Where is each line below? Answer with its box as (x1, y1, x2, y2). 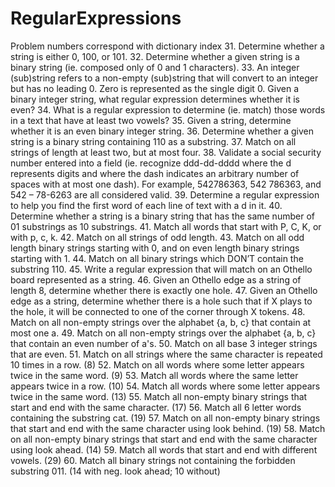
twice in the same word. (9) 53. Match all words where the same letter (10, 369, 299, 381)
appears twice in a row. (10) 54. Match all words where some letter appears (10, 380, 321, 392)
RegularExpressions (10, 7, 182, 30)
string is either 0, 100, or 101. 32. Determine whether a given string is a (10, 50, 300, 62)
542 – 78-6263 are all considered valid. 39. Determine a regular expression (10, 188, 320, 201)
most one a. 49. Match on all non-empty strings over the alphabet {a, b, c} (10, 327, 317, 339)
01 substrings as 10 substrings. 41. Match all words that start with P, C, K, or (10, 220, 322, 232)
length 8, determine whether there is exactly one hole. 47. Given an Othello (10, 284, 318, 296)
